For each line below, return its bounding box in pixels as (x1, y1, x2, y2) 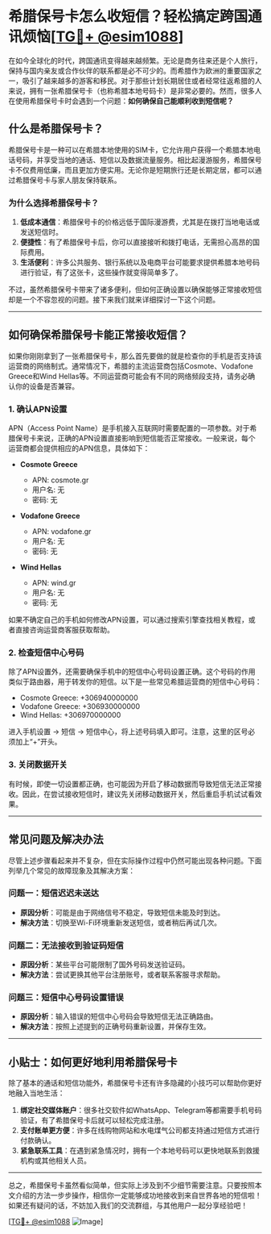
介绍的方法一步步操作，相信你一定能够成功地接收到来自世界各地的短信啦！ (14, 1190, 262, 1200)
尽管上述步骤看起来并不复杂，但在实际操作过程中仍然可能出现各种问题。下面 (8, 856, 262, 865)
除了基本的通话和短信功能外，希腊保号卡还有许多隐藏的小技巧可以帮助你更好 (8, 1078, 262, 1088)
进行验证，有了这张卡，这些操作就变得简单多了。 (19, 268, 183, 277)
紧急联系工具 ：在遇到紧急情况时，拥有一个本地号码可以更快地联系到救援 (19, 1146, 260, 1156)
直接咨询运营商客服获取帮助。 (14, 625, 114, 635)
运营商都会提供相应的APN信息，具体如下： (8, 444, 150, 453)
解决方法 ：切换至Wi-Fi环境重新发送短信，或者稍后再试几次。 (19, 917, 222, 928)
